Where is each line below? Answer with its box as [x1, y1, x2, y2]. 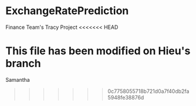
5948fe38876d [107, 94, 144, 101]
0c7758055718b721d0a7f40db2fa [107, 87, 190, 95]
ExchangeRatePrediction [5, 4, 129, 18]
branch [5, 57, 42, 70]
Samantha [5, 76, 30, 83]
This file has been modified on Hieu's [5, 44, 191, 58]
